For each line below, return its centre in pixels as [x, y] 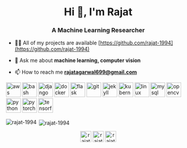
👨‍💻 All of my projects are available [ [57, 43]
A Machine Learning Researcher [98, 30]
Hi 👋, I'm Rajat [98, 12]
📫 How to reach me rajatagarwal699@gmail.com [76, 72]
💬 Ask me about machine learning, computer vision [78, 60]
